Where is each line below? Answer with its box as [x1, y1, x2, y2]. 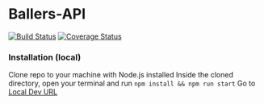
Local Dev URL [8, 87, 58, 97]
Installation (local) [8, 52, 82, 63]
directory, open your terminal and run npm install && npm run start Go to [8, 78, 256, 89]
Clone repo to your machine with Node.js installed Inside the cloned [8, 70, 234, 80]
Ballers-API [8, 5, 86, 23]
